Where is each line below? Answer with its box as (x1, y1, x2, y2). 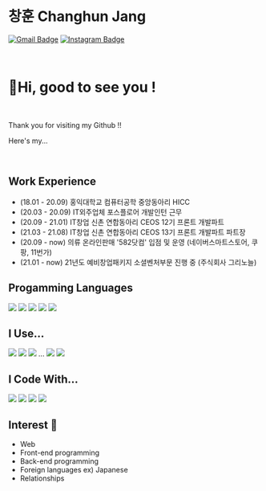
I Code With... (8, 372, 79, 386)
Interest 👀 (8, 418, 58, 432)
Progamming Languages (8, 281, 134, 295)
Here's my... (8, 136, 48, 145)
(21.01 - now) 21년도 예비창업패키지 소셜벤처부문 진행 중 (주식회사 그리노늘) (19, 257, 257, 267)
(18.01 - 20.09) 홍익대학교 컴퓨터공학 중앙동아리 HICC (19, 197, 191, 207)
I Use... (8, 326, 45, 340)
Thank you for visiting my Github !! (8, 120, 122, 129)
